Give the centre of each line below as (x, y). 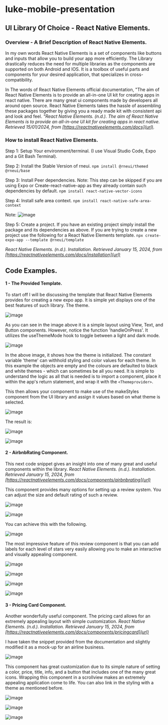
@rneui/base (18, 171)
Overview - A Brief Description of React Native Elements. (76, 42)
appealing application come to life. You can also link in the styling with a (79, 683)
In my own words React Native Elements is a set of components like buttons (83, 53)
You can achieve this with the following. (46, 524)
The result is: (19, 422)
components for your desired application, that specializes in (67, 74)
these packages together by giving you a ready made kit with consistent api (83, 111)
